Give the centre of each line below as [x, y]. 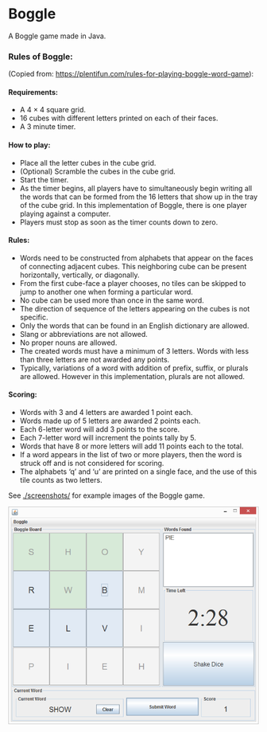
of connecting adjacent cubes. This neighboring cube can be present [133, 266]
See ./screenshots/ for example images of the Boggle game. [106, 495]
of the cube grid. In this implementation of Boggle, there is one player [133, 205]
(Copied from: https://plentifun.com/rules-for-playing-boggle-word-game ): [131, 74]
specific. [34, 317]
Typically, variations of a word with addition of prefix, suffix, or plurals [134, 368]
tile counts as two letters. [61, 480]
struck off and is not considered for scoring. [92, 464]
